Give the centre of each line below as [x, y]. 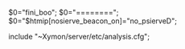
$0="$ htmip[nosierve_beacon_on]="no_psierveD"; [92, 21]
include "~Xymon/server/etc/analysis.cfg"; [79, 37]
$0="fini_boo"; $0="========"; [64, 12]
